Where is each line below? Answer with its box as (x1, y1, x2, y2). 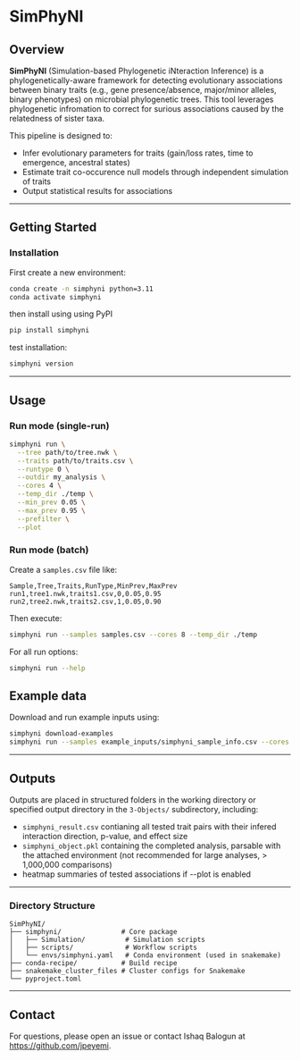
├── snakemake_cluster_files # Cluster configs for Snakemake (9, 967, 246, 976)
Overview (9, 42, 65, 57)
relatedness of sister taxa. (9, 114, 105, 123)
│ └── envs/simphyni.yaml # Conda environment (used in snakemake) (9, 951, 281, 960)
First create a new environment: (9, 266, 127, 278)
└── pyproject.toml (9, 974, 82, 984)
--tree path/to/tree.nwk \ (17, 448, 118, 457)
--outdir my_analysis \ (17, 473, 105, 482)
